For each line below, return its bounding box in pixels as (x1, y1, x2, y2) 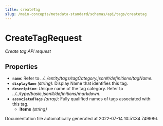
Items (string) (19, 106, 47, 112)
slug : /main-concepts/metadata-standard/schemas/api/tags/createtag (5, 12, 147, 16)
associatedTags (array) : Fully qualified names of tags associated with (12, 96, 151, 102)
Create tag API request (5, 48, 51, 54)
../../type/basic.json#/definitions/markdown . (12, 91, 101, 97)
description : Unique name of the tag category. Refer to (12, 86, 123, 92)
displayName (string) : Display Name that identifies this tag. (12, 80, 128, 86)
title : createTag (5, 7, 40, 12)
